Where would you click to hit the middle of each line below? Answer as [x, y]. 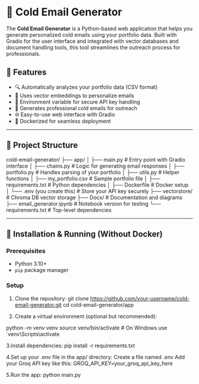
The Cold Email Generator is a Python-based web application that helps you [99, 28]
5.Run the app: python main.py [44, 375]
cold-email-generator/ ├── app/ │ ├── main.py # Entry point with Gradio [96, 159]
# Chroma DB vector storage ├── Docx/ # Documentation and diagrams [94, 197]
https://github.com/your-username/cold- [139, 298]
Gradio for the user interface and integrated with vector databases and [92, 41]
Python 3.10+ [31, 264]
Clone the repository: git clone [52, 298]
